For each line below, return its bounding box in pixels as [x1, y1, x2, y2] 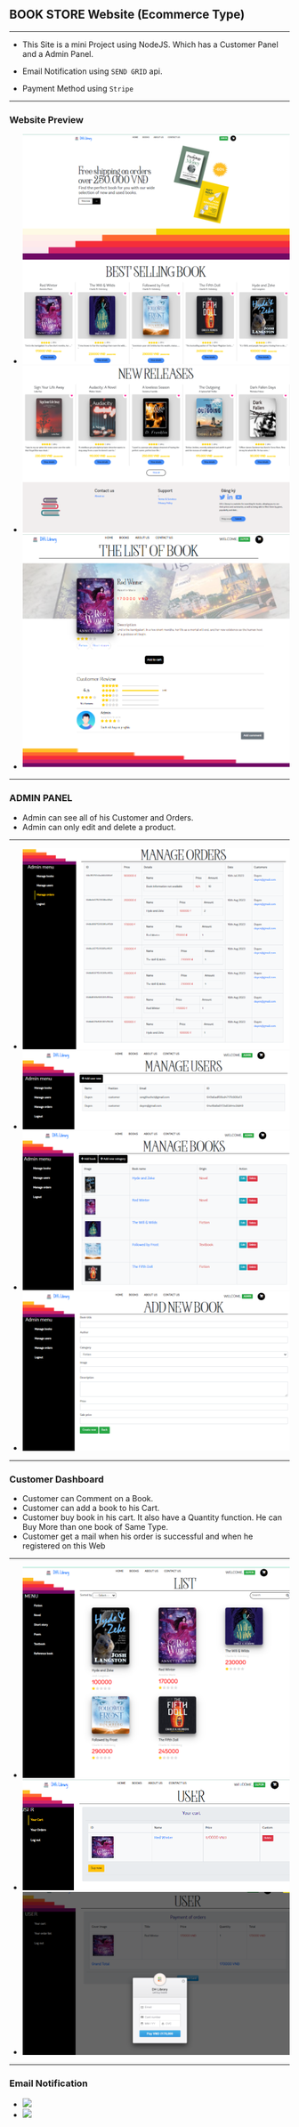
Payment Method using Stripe [21, 83, 133, 93]
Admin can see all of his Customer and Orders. [21, 812, 194, 822]
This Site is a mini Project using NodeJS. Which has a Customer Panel [21, 39, 279, 50]
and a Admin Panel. [21, 48, 93, 59]
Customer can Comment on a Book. [21, 1493, 154, 1504]
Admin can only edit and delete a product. [21, 821, 176, 832]
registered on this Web [21, 1541, 106, 1551]
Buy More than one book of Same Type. [21, 1522, 169, 1533]
